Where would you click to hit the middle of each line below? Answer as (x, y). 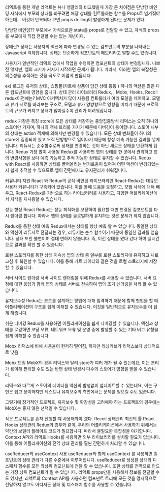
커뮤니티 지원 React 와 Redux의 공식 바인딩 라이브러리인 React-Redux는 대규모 (82, 181)
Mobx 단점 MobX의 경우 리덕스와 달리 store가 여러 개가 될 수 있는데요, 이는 (78, 363)
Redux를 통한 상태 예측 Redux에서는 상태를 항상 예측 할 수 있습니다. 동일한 (77, 226)
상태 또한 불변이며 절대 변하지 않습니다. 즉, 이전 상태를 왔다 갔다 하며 (81, 238)
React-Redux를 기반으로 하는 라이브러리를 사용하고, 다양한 (72, 193)
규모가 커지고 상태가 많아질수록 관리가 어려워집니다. (64, 110)
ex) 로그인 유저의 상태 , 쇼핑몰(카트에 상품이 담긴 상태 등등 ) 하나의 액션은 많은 (80, 86)
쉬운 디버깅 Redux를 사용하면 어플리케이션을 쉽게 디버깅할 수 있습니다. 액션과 (79, 323)
